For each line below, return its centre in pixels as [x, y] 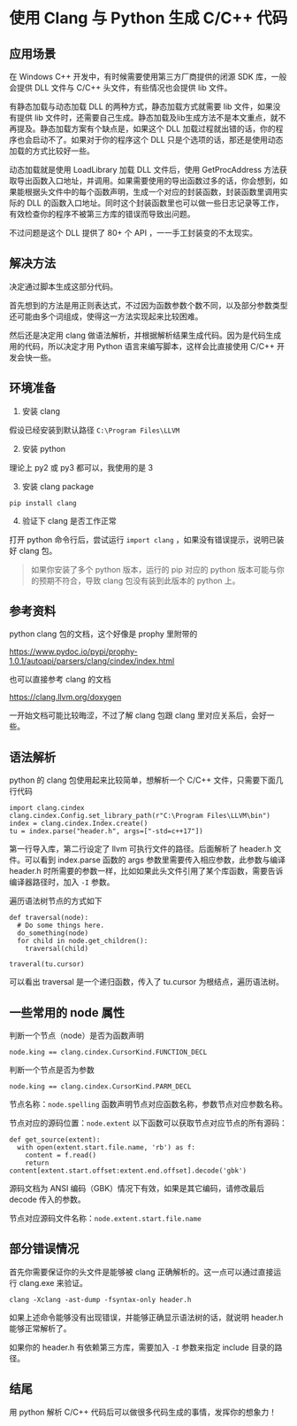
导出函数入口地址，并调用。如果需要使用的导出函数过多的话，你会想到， [148, 181]
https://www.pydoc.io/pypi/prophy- [74, 651]
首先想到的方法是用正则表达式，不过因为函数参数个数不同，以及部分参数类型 [148, 305]
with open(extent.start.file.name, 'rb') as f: [107, 1148]
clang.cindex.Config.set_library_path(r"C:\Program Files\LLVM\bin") [140, 816]
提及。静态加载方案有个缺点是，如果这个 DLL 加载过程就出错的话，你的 [146, 129]
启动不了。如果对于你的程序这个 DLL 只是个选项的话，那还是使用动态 [158, 140]
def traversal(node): [49, 918]
